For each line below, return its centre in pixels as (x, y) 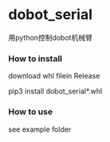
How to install (35, 59)
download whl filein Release (54, 76)
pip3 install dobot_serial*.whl (55, 91)
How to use (31, 112)
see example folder (40, 129)
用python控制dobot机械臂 (51, 37)
